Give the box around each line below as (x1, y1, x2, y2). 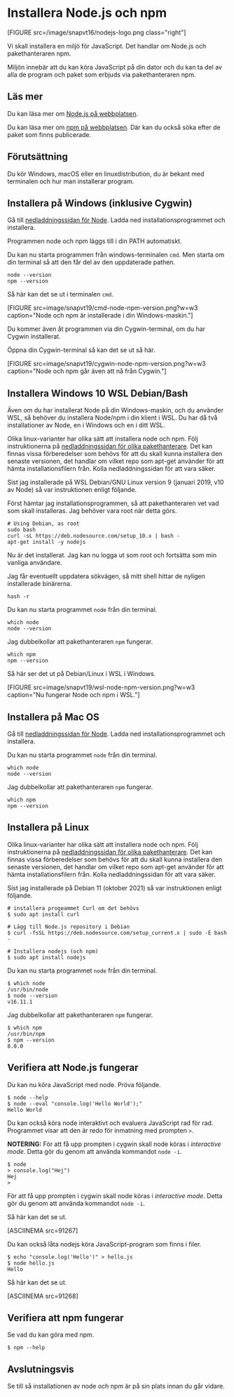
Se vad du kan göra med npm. (7, 1330, 95, 1339)
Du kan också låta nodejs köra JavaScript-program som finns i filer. (7, 1240, 202, 1248)
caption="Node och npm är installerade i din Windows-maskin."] (7, 311, 193, 320)
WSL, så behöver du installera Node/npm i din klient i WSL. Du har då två (7, 413, 218, 422)
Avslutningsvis (7, 1363, 74, 1375)
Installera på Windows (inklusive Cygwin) (7, 197, 193, 209)
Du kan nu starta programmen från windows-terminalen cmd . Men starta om (7, 251, 225, 259)
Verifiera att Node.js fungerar (7, 1062, 139, 1074)
